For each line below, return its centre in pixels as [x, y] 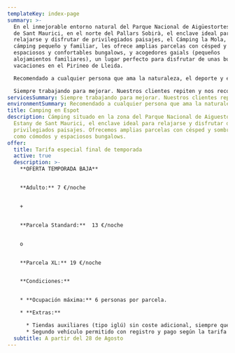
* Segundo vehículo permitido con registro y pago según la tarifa [126, 332]
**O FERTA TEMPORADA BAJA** [59, 169]
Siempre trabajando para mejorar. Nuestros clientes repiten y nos [114, 91]
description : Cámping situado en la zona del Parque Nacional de [104, 117]
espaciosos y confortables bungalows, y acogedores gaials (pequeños [117, 53]
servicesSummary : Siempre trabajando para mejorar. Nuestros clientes [112, 98]
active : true [33, 156]
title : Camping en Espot [43, 110]
